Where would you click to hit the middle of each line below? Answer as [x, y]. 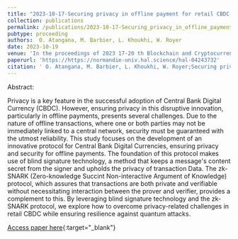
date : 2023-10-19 [33, 47]
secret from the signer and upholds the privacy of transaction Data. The [112, 168]
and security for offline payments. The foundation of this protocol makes [113, 153]
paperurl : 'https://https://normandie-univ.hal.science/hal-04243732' [114, 60]
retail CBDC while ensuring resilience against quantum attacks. [99, 213]
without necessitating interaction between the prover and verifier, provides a [119, 191]
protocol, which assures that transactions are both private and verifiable [112, 183]
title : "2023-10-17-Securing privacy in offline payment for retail [110, 14]
